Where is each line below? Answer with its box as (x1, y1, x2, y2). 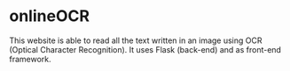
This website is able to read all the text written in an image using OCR (9, 35, 263, 46)
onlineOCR (9, 6, 90, 26)
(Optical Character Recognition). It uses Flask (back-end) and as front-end (9, 44, 282, 54)
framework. (9, 53, 51, 64)
